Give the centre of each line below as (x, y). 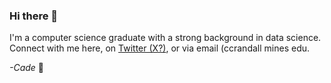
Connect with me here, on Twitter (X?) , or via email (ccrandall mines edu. (160, 48)
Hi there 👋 (34, 16)
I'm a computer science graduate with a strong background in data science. (165, 38)
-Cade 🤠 (27, 68)
